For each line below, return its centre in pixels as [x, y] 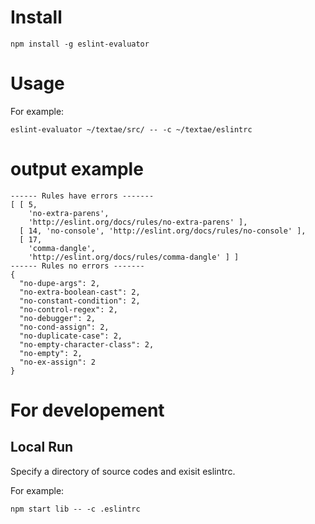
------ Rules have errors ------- [82, 196]
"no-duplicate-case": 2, [71, 336]
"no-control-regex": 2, [68, 309]
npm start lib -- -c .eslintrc [75, 509]
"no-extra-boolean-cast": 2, [80, 292]
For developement [87, 410]
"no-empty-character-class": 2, [87, 344]
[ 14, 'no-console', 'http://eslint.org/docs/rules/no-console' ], [163, 231]
